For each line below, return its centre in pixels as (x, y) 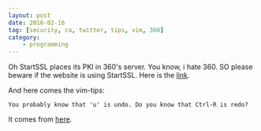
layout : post (30, 15)
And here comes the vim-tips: (56, 90)
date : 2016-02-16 (37, 23)
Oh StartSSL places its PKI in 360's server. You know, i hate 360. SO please (130, 67)
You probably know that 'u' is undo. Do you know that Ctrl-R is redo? (128, 105)
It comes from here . (40, 119)
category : (24, 37)
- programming (45, 45)
